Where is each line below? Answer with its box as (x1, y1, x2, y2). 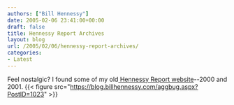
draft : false (7, 23, 45, 30)
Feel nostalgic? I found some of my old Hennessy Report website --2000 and (7, 75, 228, 83)
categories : (7, 50, 42, 57)
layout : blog (7, 36, 45, 43)
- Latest (7, 56, 33, 63)
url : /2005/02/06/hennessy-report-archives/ (7, 43, 139, 50)
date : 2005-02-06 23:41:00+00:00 (7, 17, 105, 24)
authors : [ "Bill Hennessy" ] (7, 10, 89, 17)
